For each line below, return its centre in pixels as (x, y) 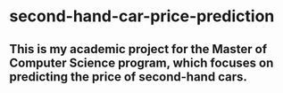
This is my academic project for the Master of (138, 49)
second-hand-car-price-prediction (142, 16)
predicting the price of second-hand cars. (128, 77)
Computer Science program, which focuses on (141, 62)
